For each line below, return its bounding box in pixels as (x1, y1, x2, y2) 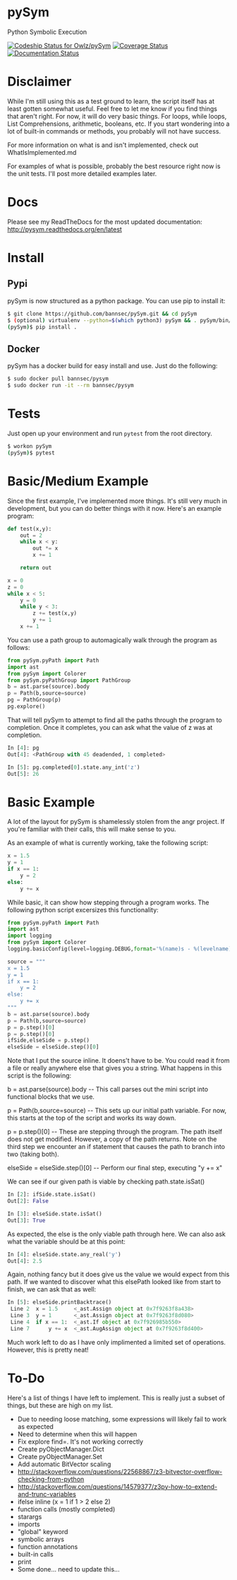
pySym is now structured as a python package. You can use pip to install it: (7, 296, 226, 305)
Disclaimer (7, 73, 72, 90)
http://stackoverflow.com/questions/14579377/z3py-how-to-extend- (17, 1482, 217, 1491)
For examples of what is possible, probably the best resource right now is (7, 162, 221, 170)
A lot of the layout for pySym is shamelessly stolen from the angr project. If (7, 818, 225, 826)
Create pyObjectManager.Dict (17, 1444, 104, 1453)
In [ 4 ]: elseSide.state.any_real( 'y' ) (7, 1251, 121, 1258)
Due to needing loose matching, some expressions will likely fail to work (17, 1415, 227, 1423)
